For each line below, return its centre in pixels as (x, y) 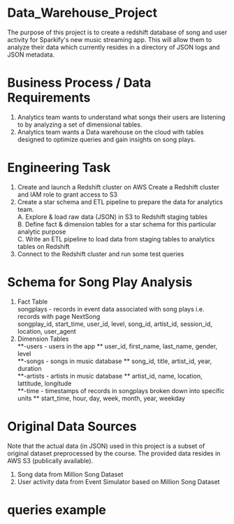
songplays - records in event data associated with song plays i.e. (111, 309)
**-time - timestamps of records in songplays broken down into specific (121, 390)
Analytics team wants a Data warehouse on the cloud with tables (110, 132)
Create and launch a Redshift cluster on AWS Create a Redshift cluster (118, 187)
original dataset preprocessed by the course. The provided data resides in (114, 453)
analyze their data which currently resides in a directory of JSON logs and (114, 47)
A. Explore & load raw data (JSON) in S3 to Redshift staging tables (112, 217)
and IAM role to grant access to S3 (67, 194)
